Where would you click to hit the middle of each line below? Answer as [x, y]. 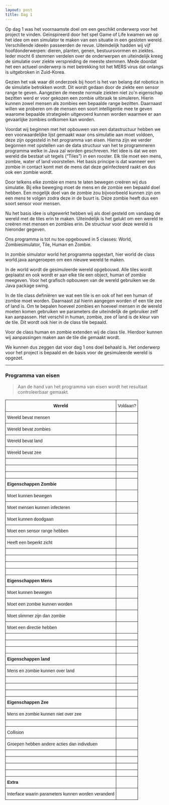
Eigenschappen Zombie [32, 484]
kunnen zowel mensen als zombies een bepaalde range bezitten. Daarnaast [84, 103]
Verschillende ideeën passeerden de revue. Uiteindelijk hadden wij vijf [78, 45]
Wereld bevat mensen [29, 417]
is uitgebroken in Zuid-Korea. [35, 72]
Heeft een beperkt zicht [30, 542]
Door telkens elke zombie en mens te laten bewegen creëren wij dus [76, 182]
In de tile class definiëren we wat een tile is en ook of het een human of [79, 295]
